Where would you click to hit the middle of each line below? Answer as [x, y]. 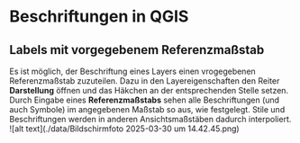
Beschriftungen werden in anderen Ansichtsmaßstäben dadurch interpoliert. [150, 119]
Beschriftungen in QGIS [99, 17]
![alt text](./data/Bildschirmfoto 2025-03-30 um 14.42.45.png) [125, 129]
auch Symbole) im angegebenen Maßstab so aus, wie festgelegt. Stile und [147, 109]
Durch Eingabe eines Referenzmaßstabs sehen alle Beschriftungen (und [145, 100]
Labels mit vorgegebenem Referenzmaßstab [137, 50]
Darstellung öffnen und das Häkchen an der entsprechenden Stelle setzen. [149, 90]
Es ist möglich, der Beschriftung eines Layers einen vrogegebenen [133, 71]
